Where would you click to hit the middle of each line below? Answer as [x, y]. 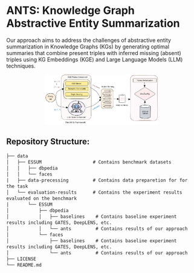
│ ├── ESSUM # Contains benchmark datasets [89, 162]
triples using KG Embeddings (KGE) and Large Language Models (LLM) [95, 59]
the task [17, 186]
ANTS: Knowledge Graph [70, 11]
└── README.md [24, 265]
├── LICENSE [21, 259]
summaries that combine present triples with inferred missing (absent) [94, 53]
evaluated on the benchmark [42, 199]
